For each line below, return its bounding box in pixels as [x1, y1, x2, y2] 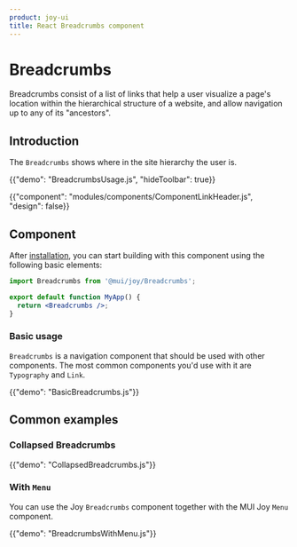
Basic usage [9, 330, 64, 343]
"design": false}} [9, 201, 70, 211]
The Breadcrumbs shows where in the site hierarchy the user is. [9, 157, 238, 168]
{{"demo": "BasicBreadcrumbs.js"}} [9, 386, 140, 397]
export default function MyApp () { [9, 292, 141, 302]
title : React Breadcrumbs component [9, 21, 145, 30]
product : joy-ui [9, 12, 69, 22]
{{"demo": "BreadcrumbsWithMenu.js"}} [9, 527, 157, 538]
